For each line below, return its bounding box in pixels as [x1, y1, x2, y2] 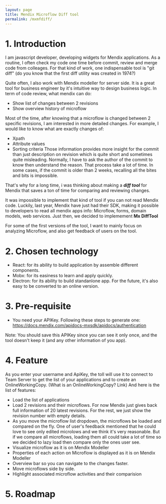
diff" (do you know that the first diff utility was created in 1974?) [5, 70, 136, 76]
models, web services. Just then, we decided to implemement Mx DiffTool [5, 213, 159, 219]
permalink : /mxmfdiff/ [5, 16, 52, 21]
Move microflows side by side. [12, 466, 75, 472]
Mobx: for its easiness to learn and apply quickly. [12, 273, 113, 279]
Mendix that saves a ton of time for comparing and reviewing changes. [5, 187, 151, 193]
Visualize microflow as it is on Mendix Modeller [12, 445, 110, 451]
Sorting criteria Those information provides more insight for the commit [12, 146, 159, 152]
